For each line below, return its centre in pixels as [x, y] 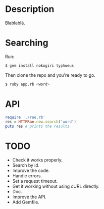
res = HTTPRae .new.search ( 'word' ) [41, 122]
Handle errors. [27, 176]
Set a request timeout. [35, 181]
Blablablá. [15, 23]
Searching [27, 43]
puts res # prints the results [37, 127]
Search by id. [26, 165]
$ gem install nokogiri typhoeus [40, 65]
